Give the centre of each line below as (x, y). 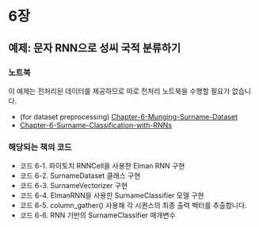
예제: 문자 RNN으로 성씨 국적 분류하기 (95, 48)
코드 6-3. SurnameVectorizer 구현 (74, 186)
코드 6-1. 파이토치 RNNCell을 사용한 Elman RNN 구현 (102, 166)
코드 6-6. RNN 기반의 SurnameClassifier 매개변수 (97, 215)
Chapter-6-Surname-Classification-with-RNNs (96, 125)
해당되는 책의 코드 (40, 147)
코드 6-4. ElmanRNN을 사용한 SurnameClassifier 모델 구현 (112, 195)
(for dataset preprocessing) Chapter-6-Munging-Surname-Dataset (128, 116)
